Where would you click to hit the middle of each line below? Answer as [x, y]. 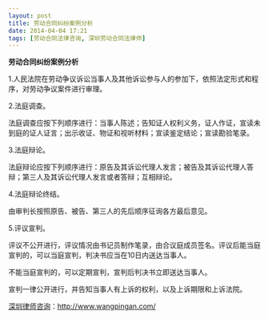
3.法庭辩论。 [29, 150]
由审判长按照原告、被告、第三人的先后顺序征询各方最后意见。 [110, 211]
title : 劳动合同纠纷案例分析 [51, 23]
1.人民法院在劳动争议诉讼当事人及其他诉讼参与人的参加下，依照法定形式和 [130, 79]
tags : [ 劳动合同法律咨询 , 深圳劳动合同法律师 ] [77, 38]
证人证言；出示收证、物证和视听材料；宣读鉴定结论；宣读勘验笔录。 [141, 133]
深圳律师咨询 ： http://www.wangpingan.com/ [82, 306]
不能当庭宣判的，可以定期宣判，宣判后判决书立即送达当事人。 [110, 273]
